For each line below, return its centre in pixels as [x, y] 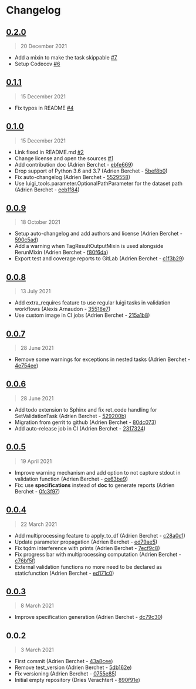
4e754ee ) [26, 366]
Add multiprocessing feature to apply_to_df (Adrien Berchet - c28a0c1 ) [100, 535]
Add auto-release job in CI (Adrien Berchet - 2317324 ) [80, 428]
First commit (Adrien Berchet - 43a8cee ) [64, 661]
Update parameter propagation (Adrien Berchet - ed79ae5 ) [86, 542]
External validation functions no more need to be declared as [88, 567]
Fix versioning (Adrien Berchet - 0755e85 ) [66, 674]
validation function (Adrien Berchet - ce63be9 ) [71, 479]
